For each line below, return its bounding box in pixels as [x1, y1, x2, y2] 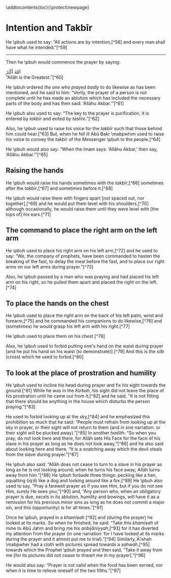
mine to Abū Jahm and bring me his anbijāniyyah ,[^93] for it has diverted [6, 525, 159, 531]
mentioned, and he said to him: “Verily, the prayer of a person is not [6, 89, 147, 96]
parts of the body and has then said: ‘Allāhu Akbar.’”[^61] [6, 100, 124, 106]
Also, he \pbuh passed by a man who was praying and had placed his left [6, 273, 159, 279]
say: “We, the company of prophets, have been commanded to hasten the [6, 253, 160, 259]
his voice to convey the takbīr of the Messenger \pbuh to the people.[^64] [6, 136, 161, 142]
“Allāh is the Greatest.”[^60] [6, 74, 63, 80]
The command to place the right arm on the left [6, 226, 158, 235]
